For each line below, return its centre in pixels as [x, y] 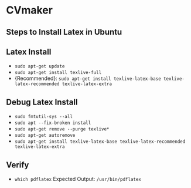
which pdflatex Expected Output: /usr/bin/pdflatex [78, 179]
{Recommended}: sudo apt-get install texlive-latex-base [88, 78]
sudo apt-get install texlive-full [58, 73]
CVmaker [29, 10]
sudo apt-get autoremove [45, 136]
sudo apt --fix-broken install [53, 123]
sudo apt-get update [40, 66]
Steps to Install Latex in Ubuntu [64, 32]
